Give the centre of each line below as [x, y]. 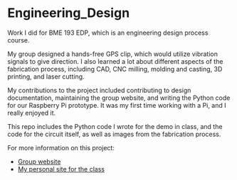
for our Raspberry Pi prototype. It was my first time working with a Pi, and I [117, 105]
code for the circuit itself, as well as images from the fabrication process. [114, 134]
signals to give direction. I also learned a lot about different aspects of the [115, 61]
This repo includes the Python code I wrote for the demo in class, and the [115, 126]
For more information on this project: [61, 147]
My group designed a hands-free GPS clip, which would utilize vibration [113, 54]
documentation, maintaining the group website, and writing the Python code [119, 98]
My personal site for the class [61, 169]
